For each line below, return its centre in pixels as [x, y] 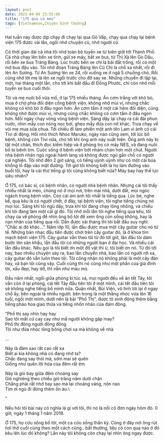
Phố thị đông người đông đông [36, 324]
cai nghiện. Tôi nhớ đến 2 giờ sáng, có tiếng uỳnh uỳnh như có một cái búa [80, 160]
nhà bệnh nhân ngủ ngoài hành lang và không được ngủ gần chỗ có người [80, 155]
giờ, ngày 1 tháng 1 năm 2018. [35, 413]
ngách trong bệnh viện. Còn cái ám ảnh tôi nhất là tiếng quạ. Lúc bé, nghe [80, 196]
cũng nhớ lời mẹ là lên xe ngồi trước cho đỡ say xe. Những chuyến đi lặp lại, [82, 78]
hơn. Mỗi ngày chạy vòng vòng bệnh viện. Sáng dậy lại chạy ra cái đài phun [81, 119]
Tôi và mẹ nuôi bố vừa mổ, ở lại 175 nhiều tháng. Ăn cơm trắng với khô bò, [80, 98]
